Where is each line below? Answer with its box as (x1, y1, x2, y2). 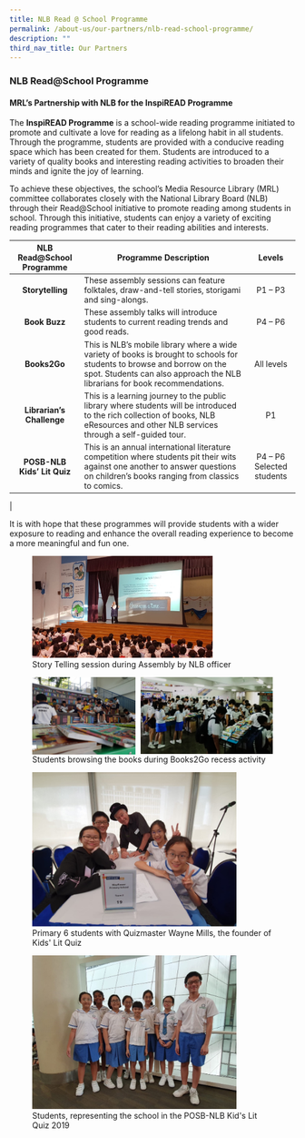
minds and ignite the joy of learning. (9, 166, 144, 177)
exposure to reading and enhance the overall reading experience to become (9, 528, 294, 539)
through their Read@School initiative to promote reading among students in (9, 203, 291, 214)
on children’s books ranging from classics (84, 471, 240, 482)
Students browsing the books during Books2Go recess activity (32, 754, 266, 765)
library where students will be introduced (84, 400, 238, 411)
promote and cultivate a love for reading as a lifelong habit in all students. (9, 127, 284, 138)
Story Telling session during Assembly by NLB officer (32, 658, 231, 669)
